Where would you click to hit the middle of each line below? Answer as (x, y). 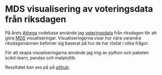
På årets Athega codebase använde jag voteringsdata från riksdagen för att (81, 33)
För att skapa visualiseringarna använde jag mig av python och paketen (77, 53)
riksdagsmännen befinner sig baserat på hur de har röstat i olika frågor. (77, 43)
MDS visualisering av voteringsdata (79, 9)
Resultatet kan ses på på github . (37, 67)
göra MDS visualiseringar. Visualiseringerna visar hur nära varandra (73, 38)
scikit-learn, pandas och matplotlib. (41, 57)
